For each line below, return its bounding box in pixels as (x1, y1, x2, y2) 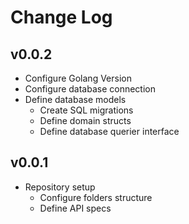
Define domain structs (39, 115, 132, 126)
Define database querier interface (39, 126, 180, 137)
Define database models (24, 94, 127, 105)
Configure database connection (24, 83, 156, 95)
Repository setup (24, 181, 96, 193)
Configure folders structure (39, 191, 153, 203)
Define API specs (39, 202, 112, 214)
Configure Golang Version (24, 72, 132, 84)
